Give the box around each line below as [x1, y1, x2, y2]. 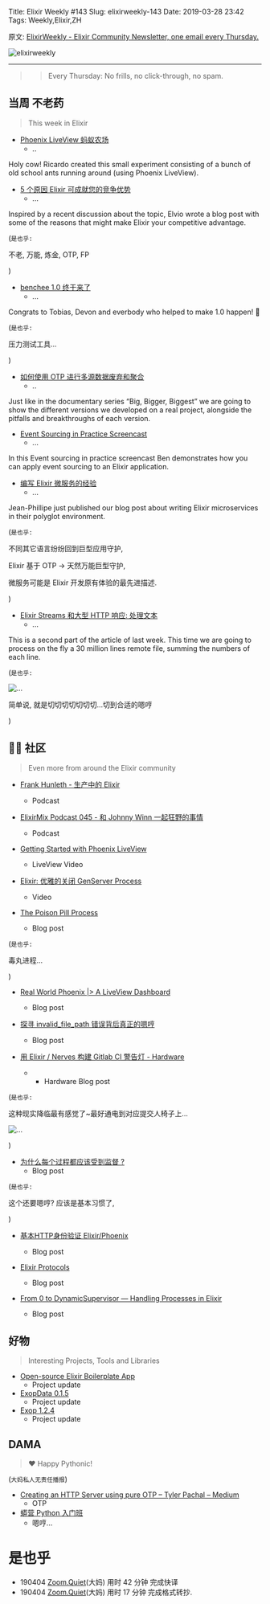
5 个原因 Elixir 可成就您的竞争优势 [19, 184, 131, 194]
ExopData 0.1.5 [19, 1389, 70, 1398]
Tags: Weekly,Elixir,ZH [8, 15, 82, 25]
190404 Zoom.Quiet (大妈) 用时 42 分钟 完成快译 [19, 1577, 178, 1587]
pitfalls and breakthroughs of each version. [8, 413, 151, 423]
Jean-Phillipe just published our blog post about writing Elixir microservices [8, 502, 259, 513]
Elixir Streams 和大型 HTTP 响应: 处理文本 [19, 610, 158, 620]
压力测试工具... [8, 339, 58, 349]
